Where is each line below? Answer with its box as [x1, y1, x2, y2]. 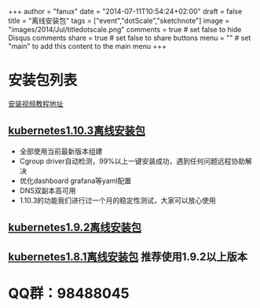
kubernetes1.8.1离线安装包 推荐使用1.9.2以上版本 [8, 250, 247, 263]
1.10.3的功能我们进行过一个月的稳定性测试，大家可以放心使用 [19, 196, 216, 205]
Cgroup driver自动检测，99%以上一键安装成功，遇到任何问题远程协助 [19, 156, 246, 166]
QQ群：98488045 [8, 284, 130, 302]
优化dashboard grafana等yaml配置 [19, 176, 132, 185]
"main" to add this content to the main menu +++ [8, 42, 167, 50]
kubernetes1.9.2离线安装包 [8, 221, 142, 234]
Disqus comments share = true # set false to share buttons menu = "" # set [8, 33, 251, 42]
